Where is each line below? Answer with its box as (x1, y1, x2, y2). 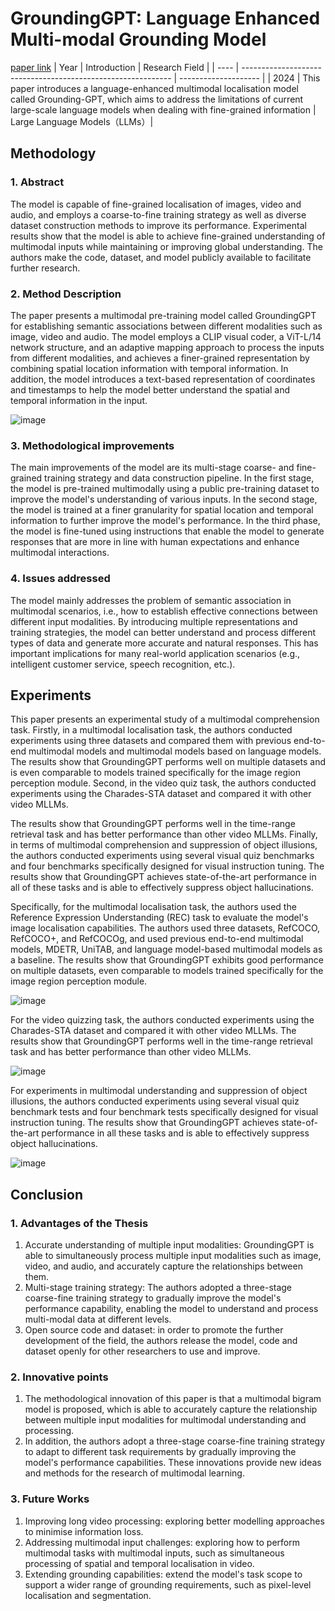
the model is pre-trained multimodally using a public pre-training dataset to (10, 483, 320, 495)
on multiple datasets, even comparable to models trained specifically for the (10, 965, 324, 977)
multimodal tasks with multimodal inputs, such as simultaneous (24, 1547, 285, 1559)
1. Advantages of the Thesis (10, 1216, 149, 1230)
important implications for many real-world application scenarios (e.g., (10, 647, 301, 659)
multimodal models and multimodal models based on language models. (28, 745, 322, 757)
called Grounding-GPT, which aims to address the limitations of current (10, 93, 304, 105)
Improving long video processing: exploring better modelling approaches (24, 1515, 325, 1527)
